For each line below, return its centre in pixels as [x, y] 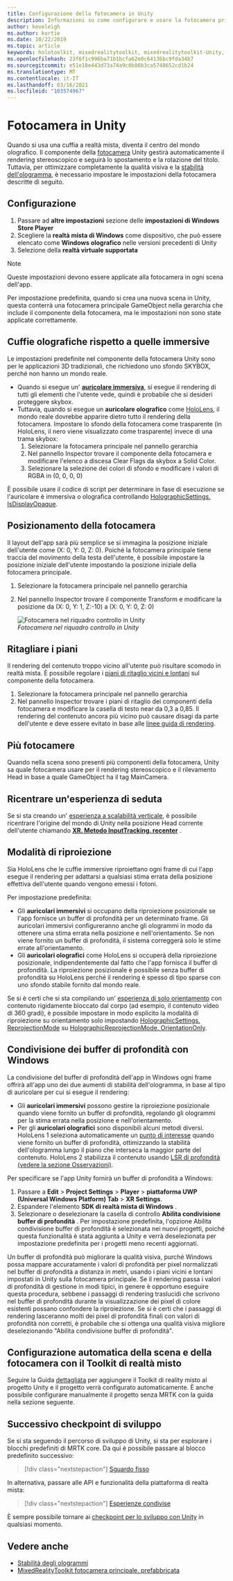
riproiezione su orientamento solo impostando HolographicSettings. [104, 1020]
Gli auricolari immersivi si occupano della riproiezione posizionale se [116, 910]
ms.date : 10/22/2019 [37, 40]
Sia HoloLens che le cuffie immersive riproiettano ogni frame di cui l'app [110, 869]
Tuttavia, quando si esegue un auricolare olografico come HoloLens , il [118, 409]
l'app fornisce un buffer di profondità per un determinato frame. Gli [113, 918]
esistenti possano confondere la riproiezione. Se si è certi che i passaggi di [114, 1308]
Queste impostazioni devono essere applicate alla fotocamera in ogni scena [115, 277]
